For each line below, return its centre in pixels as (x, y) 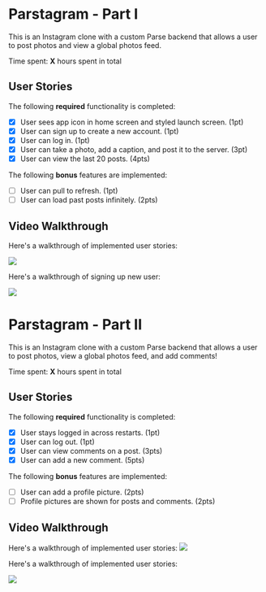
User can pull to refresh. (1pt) (69, 191)
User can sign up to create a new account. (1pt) (99, 131)
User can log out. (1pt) (57, 442)
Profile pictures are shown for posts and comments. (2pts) (118, 502)
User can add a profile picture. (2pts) (82, 492)
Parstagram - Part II (75, 325)
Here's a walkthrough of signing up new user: (84, 276)
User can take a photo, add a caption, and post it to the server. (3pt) (134, 149)
